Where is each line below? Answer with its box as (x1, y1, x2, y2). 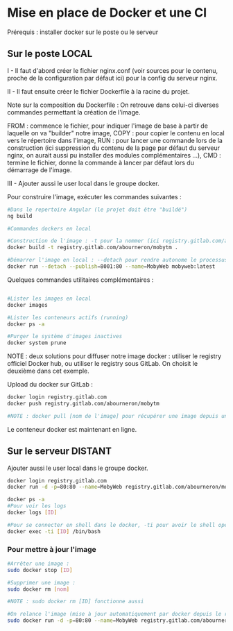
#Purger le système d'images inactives (7, 333, 123, 340)
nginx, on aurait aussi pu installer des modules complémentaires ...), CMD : (7, 151, 222, 159)
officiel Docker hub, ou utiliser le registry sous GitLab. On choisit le (7, 360, 198, 368)
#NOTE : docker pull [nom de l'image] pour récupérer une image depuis (7, 412, 218, 419)
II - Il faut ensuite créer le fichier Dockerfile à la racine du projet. (7, 87, 190, 95)
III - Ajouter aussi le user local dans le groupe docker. (7, 179, 159, 187)
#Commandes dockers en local (7, 225, 92, 232)
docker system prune (7, 339, 67, 346)
